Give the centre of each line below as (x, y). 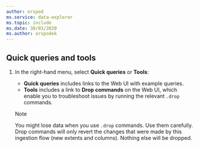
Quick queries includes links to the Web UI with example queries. (104, 83)
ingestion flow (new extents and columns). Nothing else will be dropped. (103, 138)
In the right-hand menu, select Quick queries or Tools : (82, 72)
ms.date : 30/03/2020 (32, 28)
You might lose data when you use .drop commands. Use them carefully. (104, 125)
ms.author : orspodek (32, 34)
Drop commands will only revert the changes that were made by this (98, 132)
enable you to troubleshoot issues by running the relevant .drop (102, 96)
